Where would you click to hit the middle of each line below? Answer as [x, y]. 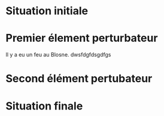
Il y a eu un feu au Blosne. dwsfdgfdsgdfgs [58, 55]
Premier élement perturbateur [82, 38]
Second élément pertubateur [79, 79]
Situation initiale [47, 11]
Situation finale [44, 106]
